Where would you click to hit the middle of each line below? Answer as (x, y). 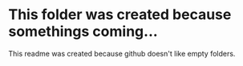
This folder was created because (120, 15)
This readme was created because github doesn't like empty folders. (122, 53)
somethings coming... (83, 31)
